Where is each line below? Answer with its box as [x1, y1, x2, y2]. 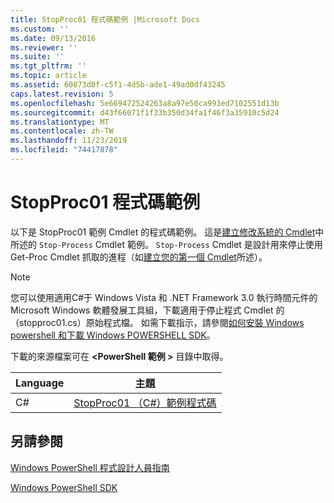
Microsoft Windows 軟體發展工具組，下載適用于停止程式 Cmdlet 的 [10, 304, 285, 316]
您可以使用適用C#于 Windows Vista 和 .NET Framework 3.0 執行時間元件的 [10, 291, 318, 303]
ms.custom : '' [10, 24, 70, 34]
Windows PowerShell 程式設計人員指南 [10, 461, 170, 473]
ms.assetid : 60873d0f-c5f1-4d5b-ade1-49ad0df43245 [10, 80, 226, 90]
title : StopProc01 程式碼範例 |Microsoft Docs [10, 14, 200, 25]
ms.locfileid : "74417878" [10, 145, 118, 155]
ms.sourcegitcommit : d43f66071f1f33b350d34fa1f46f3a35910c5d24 [10, 107, 280, 118]
